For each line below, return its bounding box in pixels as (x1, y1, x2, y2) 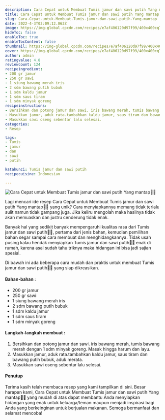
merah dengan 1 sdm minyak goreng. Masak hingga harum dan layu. (12, 346, 151, 352)
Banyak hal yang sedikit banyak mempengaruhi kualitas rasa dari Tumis (5, 224, 150, 230)
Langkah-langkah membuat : (5, 330, 65, 336)
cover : (5, 48, 19, 53)
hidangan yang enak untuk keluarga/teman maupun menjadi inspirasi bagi (5, 399, 155, 405)
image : (5, 26, 19, 31)
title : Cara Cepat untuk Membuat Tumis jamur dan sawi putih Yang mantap (5, 12, 160, 17)
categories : (5, 122, 29, 127)
